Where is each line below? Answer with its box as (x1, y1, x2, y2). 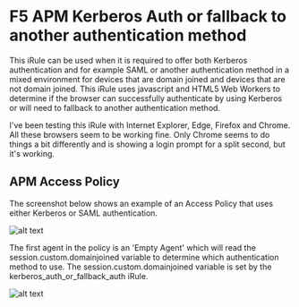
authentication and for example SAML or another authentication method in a (9, 64, 289, 75)
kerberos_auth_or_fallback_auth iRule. (9, 270, 149, 281)
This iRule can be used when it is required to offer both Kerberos (9, 55, 248, 65)
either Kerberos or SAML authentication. (9, 208, 158, 218)
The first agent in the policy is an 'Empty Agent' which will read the (9, 242, 257, 252)
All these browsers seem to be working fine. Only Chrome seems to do (9, 129, 270, 140)
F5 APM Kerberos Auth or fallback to (9, 6, 286, 27)
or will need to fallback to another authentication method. (9, 102, 221, 113)
